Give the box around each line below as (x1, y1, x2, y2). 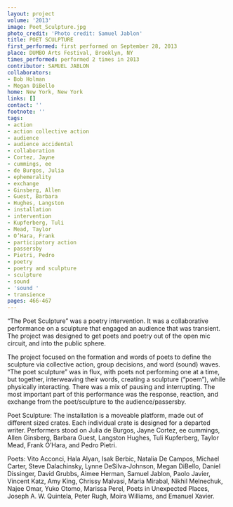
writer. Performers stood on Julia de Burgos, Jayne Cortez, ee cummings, (7, 426, 220, 435)
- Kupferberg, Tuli (7, 219, 65, 226)
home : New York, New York (7, 88, 83, 96)
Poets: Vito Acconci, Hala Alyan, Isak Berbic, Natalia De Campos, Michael (7, 454, 220, 463)
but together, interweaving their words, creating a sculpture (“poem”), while (7, 375, 226, 383)
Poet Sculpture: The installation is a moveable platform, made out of (7, 411, 204, 420)
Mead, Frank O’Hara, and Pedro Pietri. (7, 441, 117, 449)
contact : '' (7, 102, 42, 109)
